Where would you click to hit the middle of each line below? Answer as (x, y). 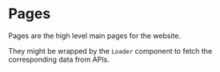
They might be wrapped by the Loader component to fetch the (110, 51)
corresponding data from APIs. (59, 59)
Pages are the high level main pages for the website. (95, 36)
